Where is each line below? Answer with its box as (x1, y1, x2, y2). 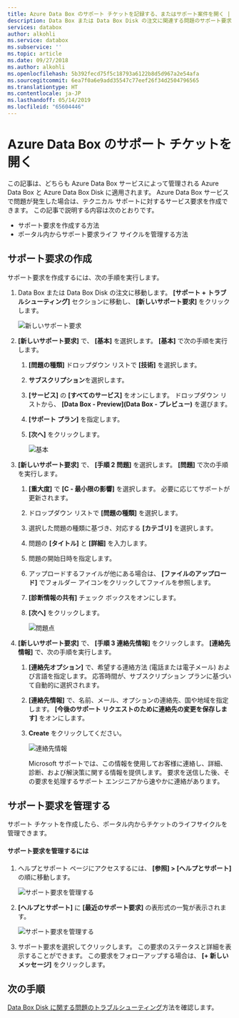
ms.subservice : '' (7, 44, 62, 51)
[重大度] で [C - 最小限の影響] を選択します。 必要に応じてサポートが (28, 484, 230, 493)
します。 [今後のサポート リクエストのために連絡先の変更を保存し (28, 704, 221, 713)
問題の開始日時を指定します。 (28, 554, 116, 562)
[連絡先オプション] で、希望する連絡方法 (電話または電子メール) (28, 663, 216, 671)
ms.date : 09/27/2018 (7, 57, 69, 64)
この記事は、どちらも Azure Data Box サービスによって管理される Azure (7, 179, 219, 188)
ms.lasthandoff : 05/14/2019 (7, 97, 91, 104)
